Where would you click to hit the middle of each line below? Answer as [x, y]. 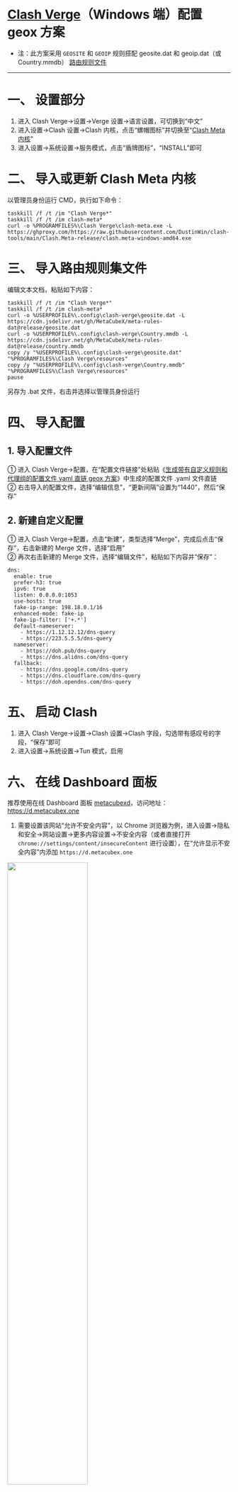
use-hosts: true [38, 601]
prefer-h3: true [38, 582]
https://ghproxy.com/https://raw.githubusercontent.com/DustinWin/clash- [119, 232]
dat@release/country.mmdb [45, 346]
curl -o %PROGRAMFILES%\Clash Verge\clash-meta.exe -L [90, 226]
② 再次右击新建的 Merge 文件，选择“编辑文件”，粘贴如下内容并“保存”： [113, 557]
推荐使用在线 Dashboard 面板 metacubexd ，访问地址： [87, 803]
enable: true [33, 576]
